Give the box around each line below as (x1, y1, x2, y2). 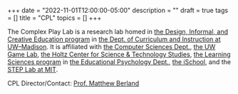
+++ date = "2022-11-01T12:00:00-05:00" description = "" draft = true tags (7, 6, 229, 14)
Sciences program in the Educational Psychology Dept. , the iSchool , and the (7, 58, 232, 66)
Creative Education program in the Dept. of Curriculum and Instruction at (7, 35, 221, 43)
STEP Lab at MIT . (7, 66, 58, 73)
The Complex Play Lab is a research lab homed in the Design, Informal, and (7, 28, 228, 36)
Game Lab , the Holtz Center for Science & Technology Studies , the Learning (7, 50, 231, 58)
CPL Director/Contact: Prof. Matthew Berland (7, 79, 140, 88)
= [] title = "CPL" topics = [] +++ (7, 14, 102, 22)
